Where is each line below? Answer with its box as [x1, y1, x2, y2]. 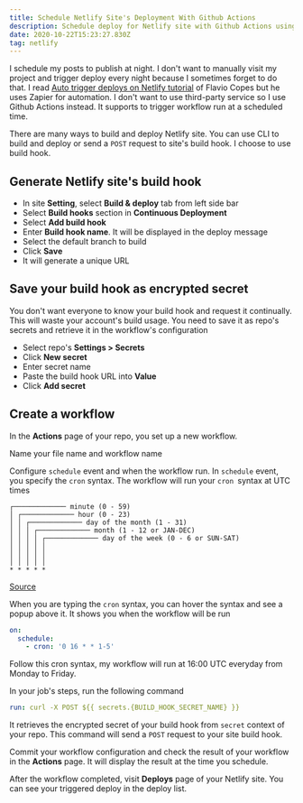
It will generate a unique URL [22, 255, 130, 266]
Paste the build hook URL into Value [22, 371, 157, 382]
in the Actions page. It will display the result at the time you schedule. [9, 756, 269, 767]
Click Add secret [22, 380, 86, 391]
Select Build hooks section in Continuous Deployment [22, 208, 227, 218]
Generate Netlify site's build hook [9, 173, 202, 189]
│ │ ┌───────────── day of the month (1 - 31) [9, 518, 188, 527]
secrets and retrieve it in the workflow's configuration [9, 324, 209, 335]
